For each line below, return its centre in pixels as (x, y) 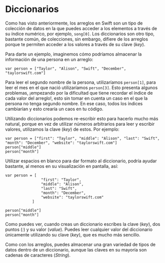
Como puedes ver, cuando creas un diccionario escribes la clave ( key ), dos (83, 224)
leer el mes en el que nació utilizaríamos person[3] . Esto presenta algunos (81, 87)
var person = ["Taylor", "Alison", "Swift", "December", (66, 69)
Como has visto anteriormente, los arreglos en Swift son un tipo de (74, 23)
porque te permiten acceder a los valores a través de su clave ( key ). (75, 44)
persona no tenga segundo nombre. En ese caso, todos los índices (74, 103)
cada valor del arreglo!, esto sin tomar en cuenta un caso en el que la (76, 98)
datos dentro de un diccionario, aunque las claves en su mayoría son (76, 249)
